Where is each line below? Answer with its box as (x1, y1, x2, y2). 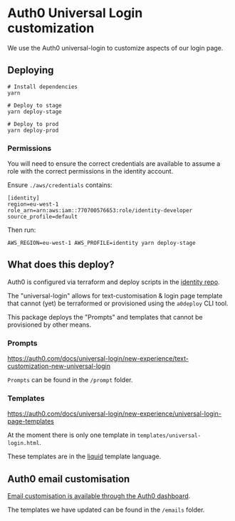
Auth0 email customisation (7, 473, 130, 485)
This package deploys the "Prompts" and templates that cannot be (7, 312, 203, 321)
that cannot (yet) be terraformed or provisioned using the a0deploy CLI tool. (7, 299, 229, 307)
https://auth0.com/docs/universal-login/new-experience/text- (7, 354, 189, 363)
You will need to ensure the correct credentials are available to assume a (7, 159, 221, 168)
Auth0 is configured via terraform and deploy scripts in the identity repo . (7, 278, 220, 286)
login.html (7, 440, 40, 447)
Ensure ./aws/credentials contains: (7, 181, 113, 189)
